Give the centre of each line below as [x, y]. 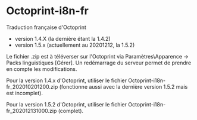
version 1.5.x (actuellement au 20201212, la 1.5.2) [75, 45]
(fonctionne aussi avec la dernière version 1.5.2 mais [123, 86]
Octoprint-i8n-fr [48, 11]
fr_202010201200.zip [32, 86]
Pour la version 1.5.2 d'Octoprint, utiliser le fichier [66, 104]
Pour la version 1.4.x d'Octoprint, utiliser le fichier [66, 80]
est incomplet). [25, 93]
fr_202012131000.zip [32, 111]
